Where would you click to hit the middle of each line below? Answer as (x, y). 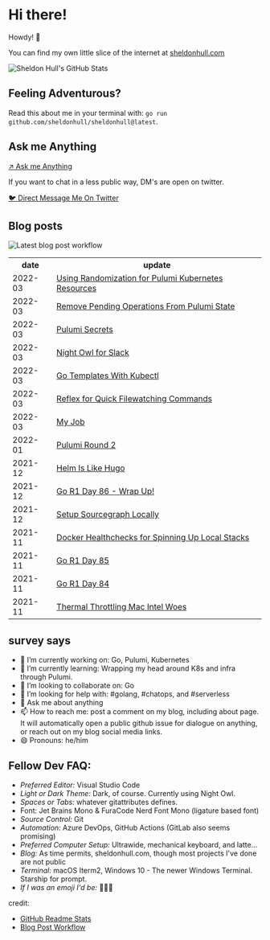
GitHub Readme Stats (55, 919)
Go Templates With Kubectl (107, 376)
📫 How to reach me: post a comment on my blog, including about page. (139, 712)
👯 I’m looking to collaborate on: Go (77, 686)
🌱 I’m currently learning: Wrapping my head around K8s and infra (127, 668)
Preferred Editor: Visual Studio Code (80, 785)
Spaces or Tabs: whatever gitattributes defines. (99, 802)
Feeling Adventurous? (65, 94)
